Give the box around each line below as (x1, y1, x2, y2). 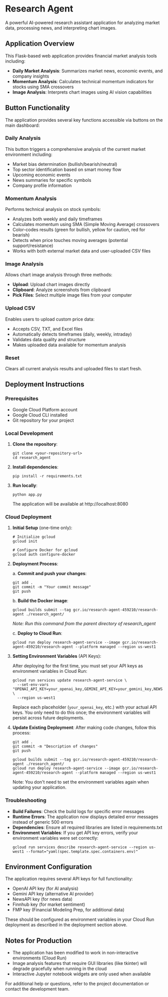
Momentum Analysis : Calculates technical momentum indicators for (12, 78, 154, 84)
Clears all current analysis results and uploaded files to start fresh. (5, 366, 142, 372)
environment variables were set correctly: (12, 835, 98, 841)
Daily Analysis (5, 135, 41, 142)
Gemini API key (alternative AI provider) (12, 891, 94, 897)
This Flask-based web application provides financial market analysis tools (5, 53, 157, 59)
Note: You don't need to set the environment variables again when (12, 779, 149, 785)
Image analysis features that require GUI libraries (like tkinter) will (12, 960, 147, 966)
